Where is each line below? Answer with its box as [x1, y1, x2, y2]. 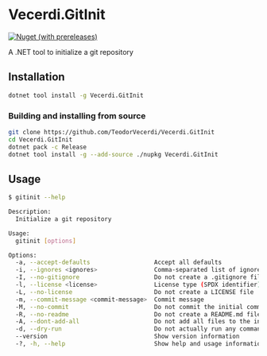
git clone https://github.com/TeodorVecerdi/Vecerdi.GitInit [8, 128, 215, 136]
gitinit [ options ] [15, 237, 77, 245]
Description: [8, 208, 52, 216]
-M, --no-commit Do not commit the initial [15, 303, 244, 311]
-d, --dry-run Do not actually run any [15, 325, 237, 333]
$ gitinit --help [8, 193, 66, 202]
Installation [8, 70, 65, 84]
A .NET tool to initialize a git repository [8, 47, 133, 56]
